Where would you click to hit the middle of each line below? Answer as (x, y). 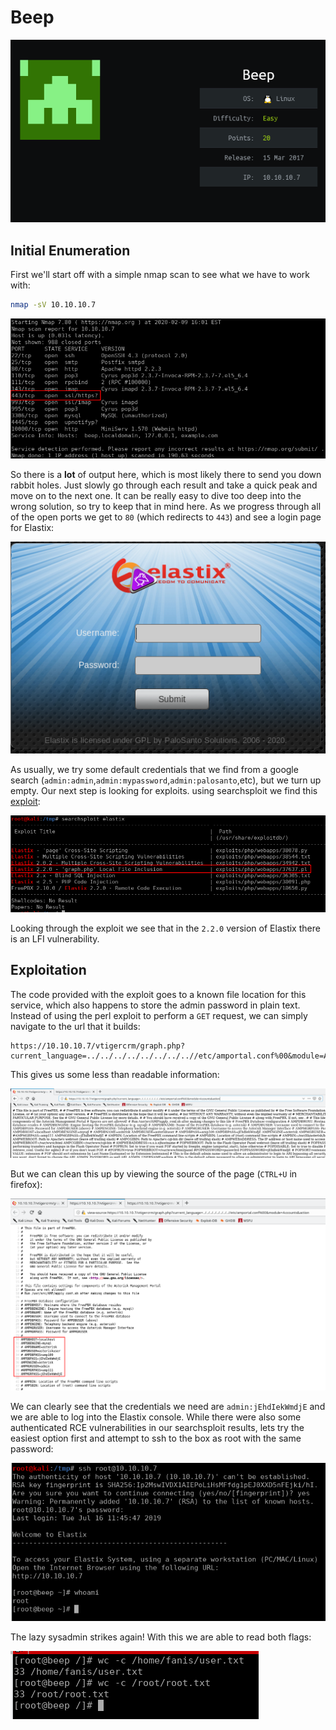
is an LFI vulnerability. (55, 938)
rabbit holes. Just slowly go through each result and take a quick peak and (164, 485)
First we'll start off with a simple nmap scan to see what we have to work (160, 275)
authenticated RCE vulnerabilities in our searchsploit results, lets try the (157, 1427)
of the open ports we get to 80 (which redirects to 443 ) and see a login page (166, 517)
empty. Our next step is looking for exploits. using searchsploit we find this (164, 790)
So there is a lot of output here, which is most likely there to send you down (166, 474)
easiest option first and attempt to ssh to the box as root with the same (156, 1438)
